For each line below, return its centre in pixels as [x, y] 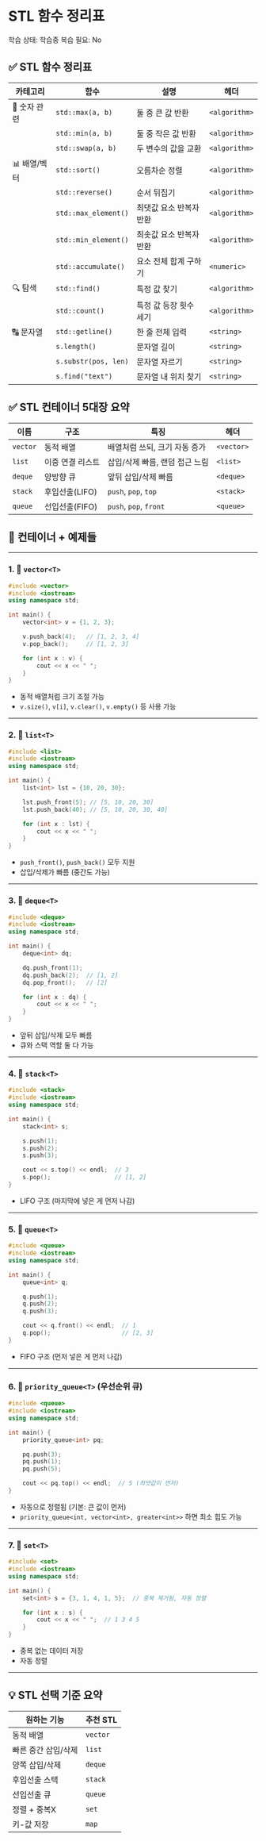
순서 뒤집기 [156, 193]
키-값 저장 [30, 1824]
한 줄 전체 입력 [162, 332]
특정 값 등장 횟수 [165, 305]
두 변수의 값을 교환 [169, 148]
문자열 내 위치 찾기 [169, 376]
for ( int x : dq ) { [55, 997]
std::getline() [84, 331]
